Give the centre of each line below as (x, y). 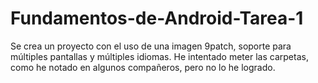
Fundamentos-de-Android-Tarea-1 (157, 18)
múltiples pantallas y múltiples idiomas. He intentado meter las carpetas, (159, 56)
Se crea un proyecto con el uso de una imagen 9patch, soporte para (151, 46)
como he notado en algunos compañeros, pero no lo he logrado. (143, 67)
